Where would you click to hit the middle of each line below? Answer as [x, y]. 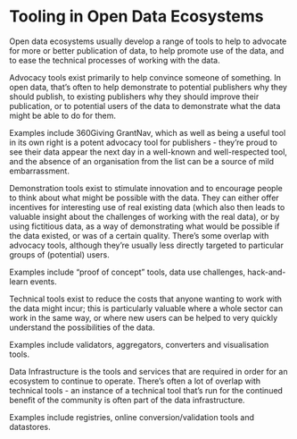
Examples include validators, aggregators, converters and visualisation [139, 344]
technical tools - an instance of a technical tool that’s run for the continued [146, 390]
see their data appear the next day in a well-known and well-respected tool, [148, 152]
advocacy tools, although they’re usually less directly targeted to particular [146, 245]
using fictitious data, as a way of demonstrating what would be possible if [144, 226]
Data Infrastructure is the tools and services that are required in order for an [148, 371]
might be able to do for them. [63, 115]
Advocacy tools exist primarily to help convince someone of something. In [145, 77]
